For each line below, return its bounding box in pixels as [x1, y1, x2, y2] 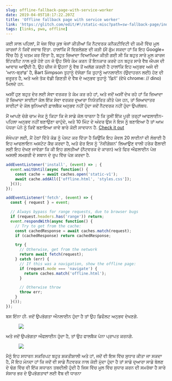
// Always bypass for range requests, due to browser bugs [10, 209, 139, 215]
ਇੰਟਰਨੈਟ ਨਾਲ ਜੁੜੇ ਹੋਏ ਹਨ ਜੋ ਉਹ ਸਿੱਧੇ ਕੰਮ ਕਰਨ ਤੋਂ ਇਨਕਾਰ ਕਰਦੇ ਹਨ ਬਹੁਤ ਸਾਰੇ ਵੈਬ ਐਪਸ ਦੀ [6, 58, 165, 64]
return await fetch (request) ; [19, 252, 84, 257]
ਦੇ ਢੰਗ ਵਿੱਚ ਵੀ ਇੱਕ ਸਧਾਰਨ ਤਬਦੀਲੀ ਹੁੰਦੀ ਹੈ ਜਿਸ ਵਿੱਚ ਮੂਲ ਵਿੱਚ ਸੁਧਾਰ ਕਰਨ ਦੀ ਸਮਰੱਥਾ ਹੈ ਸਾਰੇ [6, 364, 166, 370]
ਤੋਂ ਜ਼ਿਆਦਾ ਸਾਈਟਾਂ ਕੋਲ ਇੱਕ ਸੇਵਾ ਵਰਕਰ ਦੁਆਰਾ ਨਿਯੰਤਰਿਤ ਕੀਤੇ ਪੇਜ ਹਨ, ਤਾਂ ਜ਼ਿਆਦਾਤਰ [6, 97, 155, 103]
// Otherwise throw [19, 285, 61, 290]
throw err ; [19, 290, 43, 295]
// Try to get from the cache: [15, 223, 82, 228]
